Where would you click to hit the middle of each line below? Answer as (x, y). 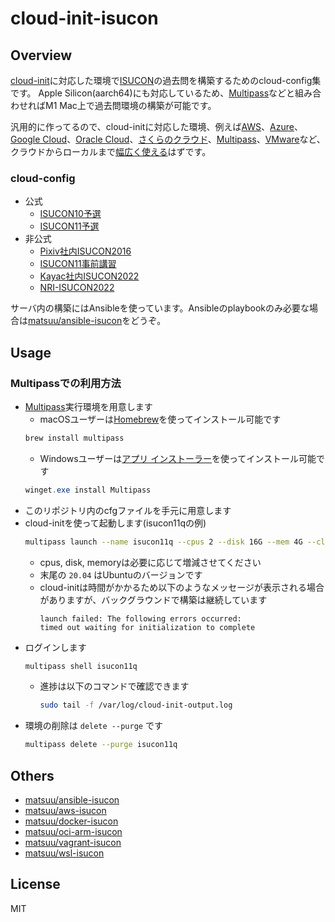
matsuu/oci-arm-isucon (73, 832)
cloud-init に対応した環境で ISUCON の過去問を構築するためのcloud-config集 (166, 80)
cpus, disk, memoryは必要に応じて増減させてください (150, 562)
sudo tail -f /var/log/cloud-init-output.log (136, 705)
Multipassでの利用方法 (66, 383)
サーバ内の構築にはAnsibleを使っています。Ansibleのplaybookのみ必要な (160, 308)
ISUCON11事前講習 (78, 264)
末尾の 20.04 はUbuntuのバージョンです (121, 574)
